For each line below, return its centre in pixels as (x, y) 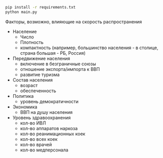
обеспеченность (38, 91)
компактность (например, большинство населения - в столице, (89, 48)
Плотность (32, 42)
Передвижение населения (41, 58)
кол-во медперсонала (44, 150)
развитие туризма (40, 74)
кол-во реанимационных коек (53, 134)
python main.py (21, 12)
